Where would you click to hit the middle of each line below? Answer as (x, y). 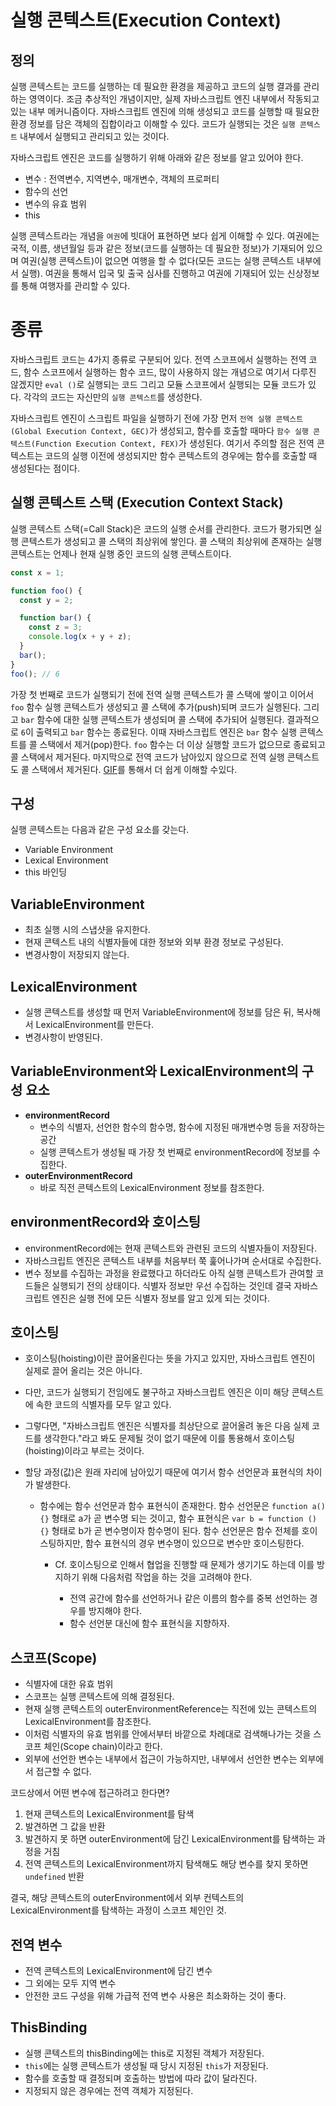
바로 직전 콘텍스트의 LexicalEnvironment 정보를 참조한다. (152, 1187)
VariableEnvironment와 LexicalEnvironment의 (154, 1071)
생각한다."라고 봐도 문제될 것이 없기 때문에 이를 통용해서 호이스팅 (169, 1438)
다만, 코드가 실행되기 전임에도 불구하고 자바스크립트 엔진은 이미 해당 (157, 1392)
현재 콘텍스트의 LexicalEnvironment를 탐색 (109, 1814)
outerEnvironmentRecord (78, 1175)
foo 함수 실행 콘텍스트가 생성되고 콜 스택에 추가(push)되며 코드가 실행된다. (156, 707)
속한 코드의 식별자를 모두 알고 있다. (103, 1405)
